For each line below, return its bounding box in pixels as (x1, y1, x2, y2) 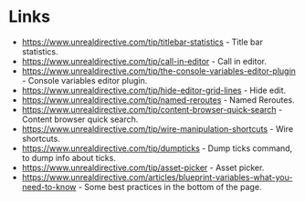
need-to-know (21, 181, 77, 192)
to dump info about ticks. (21, 152, 116, 163)
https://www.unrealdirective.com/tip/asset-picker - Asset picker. (21, 162, 265, 173)
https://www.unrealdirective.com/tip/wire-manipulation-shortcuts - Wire (21, 123, 294, 134)
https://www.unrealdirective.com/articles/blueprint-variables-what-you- (21, 171, 293, 183)
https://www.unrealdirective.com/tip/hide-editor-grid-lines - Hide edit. (21, 85, 287, 95)
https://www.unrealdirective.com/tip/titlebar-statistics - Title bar (21, 36, 264, 47)
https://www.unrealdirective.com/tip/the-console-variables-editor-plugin (21, 65, 296, 76)
